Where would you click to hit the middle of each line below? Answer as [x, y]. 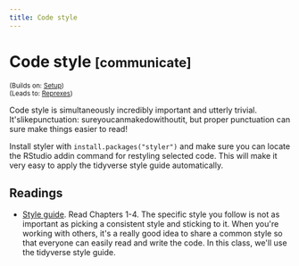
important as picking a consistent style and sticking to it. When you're [150, 224]
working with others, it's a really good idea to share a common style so [152, 234]
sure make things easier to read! [68, 129]
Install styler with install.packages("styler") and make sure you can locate [150, 146]
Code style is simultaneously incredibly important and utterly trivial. [133, 110]
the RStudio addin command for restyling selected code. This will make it [144, 155]
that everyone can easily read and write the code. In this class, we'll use [154, 243]
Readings [36, 193]
